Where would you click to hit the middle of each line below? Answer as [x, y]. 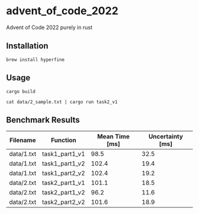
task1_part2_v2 [64, 173]
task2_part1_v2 [64, 193]
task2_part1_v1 [64, 183]
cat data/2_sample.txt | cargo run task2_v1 [62, 102]
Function [64, 140]
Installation [27, 46]
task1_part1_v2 [64, 164]
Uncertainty [166, 136]
